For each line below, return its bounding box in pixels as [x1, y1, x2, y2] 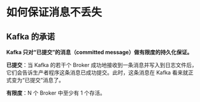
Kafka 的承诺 [6, 31, 55, 42]
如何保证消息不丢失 [6, 5, 102, 19]
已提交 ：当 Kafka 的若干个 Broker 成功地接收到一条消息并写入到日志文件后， [6, 62, 198, 68]
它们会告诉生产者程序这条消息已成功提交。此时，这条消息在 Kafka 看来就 [6, 69, 188, 76]
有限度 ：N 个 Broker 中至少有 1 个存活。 [6, 89, 106, 97]
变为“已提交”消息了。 [11, 77, 65, 83]
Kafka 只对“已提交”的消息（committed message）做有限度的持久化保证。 [6, 49, 193, 56]
